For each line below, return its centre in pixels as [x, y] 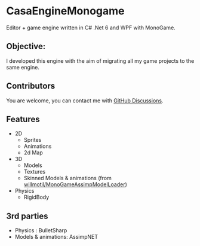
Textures [35, 172]
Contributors [31, 86]
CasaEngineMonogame [65, 11]
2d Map [33, 153]
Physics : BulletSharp [41, 230]
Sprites [33, 140]
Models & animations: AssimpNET [56, 237]
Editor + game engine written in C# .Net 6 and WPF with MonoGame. [91, 28]
